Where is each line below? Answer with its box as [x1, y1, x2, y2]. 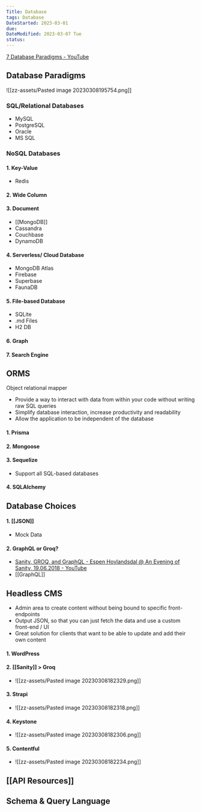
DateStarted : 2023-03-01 [6, 20, 68, 26]
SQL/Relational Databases [6, 101, 84, 110]
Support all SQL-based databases [14, 470, 99, 477]
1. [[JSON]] [6, 518, 34, 525]
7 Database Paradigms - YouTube [6, 53, 89, 60]
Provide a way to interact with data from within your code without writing [14, 396, 195, 403]
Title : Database [6, 8, 47, 15]
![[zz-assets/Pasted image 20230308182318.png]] [14, 704, 140, 712]
